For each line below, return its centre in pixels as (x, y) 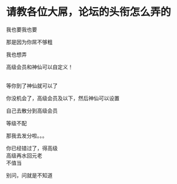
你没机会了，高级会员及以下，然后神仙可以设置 (63, 98)
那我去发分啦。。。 (27, 135)
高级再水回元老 (24, 155)
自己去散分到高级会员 (32, 111)
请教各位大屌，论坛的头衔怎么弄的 (89, 12)
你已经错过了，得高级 (32, 148)
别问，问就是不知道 (29, 175)
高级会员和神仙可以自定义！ (40, 67)
